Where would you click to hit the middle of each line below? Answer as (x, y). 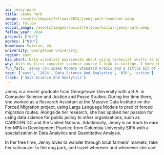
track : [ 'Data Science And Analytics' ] (46, 77)
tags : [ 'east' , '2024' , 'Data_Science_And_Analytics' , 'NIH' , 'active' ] (79, 73)
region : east (18, 55)
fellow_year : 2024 (24, 32)
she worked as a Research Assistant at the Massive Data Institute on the (78, 102)
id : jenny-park (20, 10)
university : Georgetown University (41, 50)
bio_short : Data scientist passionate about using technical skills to (79, 59)
